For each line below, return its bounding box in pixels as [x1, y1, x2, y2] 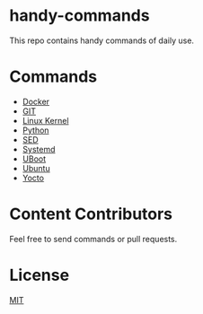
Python [22, 125, 49, 135]
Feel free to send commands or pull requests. [9, 233, 178, 244]
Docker [22, 96, 50, 107]
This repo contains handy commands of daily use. [9, 35, 195, 46]
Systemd [22, 144, 56, 154]
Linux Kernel [22, 115, 69, 126]
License [9, 266, 70, 285]
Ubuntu [22, 162, 51, 173]
